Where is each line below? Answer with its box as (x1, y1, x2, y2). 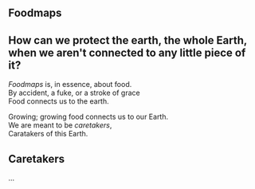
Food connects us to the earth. (8, 96, 109, 106)
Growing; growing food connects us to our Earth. (8, 112, 169, 122)
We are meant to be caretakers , (8, 120, 112, 130)
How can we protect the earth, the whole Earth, (8, 33, 247, 47)
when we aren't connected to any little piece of (8, 45, 246, 59)
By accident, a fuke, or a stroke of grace (8, 88, 141, 98)
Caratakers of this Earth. (8, 129, 88, 139)
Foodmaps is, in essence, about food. (8, 80, 132, 89)
